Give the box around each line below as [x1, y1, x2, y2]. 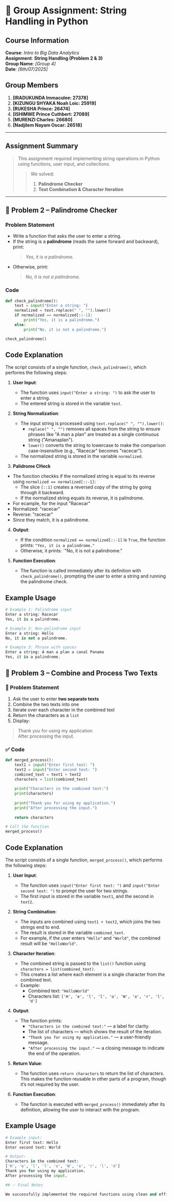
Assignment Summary [5, 141, 78, 151]
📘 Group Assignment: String [5, 5, 127, 16]
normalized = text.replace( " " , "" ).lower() [14, 308, 111, 313]
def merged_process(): [5, 758, 54, 763]
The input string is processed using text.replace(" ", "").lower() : [20, 420, 164, 426]
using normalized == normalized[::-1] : [12, 478, 96, 485]
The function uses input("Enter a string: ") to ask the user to [20, 389, 155, 396]
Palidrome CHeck [12, 463, 51, 470]
